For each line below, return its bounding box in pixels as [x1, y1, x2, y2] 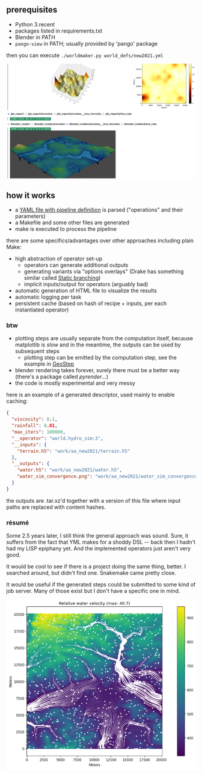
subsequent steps [14, 348, 60, 355]
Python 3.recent [14, 20, 55, 28]
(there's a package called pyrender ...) [14, 373, 109, 381]
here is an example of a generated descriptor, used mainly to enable [6, 391, 176, 399]
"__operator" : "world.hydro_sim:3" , [11, 435, 103, 441]
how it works [6, 190, 56, 200]
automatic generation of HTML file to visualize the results [14, 287, 158, 294]
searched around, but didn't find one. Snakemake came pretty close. [6, 570, 176, 577]
